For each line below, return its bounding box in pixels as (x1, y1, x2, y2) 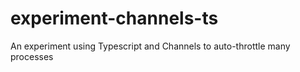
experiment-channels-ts (10, 7, 219, 30)
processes (10, 50, 54, 62)
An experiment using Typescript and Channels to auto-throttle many (10, 40, 291, 52)
